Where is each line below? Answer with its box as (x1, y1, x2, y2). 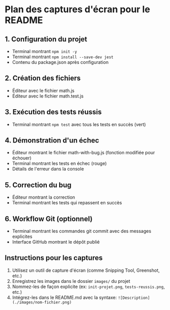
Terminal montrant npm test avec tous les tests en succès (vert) (12, 121, 146, 127)
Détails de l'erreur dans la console (12, 166, 84, 172)
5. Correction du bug (5, 180, 72, 189)
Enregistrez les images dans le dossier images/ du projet (12, 278, 130, 284)
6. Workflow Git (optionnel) (5, 214, 93, 223)
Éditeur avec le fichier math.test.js (12, 93, 84, 99)
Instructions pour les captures (5, 254, 103, 263)
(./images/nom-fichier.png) (12, 300, 72, 305)
